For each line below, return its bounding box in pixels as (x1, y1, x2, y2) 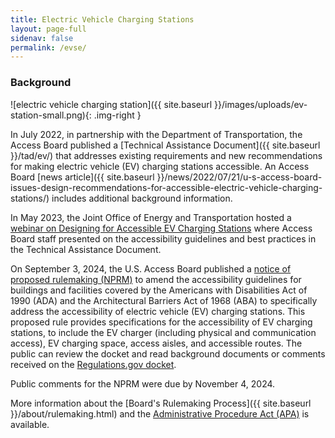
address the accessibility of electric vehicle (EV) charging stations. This (10, 305, 306, 317)
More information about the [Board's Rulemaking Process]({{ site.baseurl (10, 397, 312, 409)
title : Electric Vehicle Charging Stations (10, 14, 195, 25)
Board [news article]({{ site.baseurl (10, 171, 155, 183)
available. (10, 418, 50, 430)
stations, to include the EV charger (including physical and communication (10, 326, 317, 338)
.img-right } (93, 109, 142, 121)
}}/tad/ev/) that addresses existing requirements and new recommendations (10, 149, 323, 161)
